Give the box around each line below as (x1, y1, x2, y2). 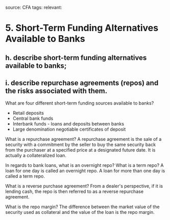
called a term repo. (5, 173, 45, 179)
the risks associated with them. (5, 86, 108, 95)
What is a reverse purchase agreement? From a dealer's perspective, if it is (5, 183, 163, 189)
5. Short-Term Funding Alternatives (5, 22, 159, 34)
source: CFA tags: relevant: (5, 5, 62, 10)
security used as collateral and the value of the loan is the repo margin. (5, 209, 155, 215)
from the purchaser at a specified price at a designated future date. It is (5, 147, 156, 153)
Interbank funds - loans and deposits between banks (12, 121, 124, 127)
